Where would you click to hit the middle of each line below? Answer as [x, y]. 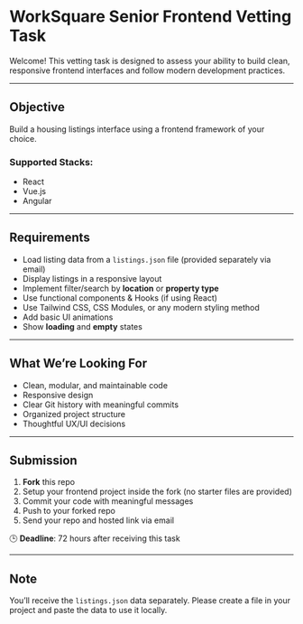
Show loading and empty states [82, 326]
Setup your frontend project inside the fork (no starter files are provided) [157, 492]
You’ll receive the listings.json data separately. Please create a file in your [150, 601]
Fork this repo [48, 482]
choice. [23, 138]
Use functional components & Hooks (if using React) [120, 298]
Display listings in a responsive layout [92, 278]
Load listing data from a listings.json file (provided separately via [147, 259]
